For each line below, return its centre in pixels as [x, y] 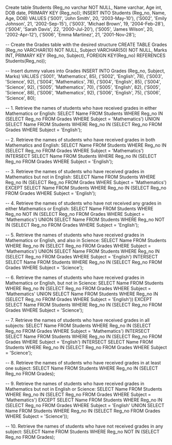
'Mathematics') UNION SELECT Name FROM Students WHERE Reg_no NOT [85, 219]
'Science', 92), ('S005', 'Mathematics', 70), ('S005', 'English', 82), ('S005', [83, 87]
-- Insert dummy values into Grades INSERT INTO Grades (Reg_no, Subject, [85, 71]
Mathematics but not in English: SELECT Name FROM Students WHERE [80, 177]
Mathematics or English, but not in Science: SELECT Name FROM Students [84, 283]
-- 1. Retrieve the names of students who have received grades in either [81, 108]
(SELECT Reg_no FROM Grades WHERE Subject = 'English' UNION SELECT [85, 405]
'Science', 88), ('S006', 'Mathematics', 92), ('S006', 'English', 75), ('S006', [83, 93]
